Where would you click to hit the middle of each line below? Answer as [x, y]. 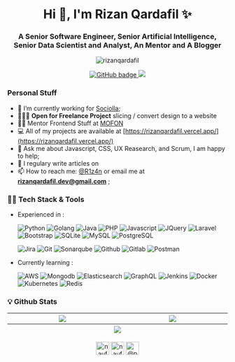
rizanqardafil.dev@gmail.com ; [64, 181]
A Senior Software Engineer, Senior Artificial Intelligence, [117, 36]
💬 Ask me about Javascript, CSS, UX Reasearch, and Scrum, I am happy [121, 148]
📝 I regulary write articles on [58, 163]
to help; [28, 156]
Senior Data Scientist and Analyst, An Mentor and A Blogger [117, 45]
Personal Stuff [32, 93]
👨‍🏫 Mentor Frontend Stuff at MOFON [70, 123]
